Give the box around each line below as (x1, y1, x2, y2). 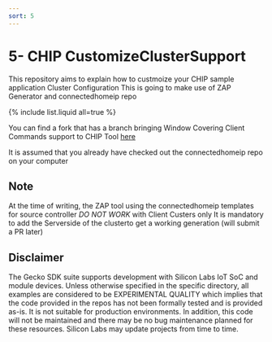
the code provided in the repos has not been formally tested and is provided (8, 298, 263, 308)
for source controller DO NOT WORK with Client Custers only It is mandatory (8, 209, 264, 220)
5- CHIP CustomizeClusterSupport (8, 46, 246, 65)
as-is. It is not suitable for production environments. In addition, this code (8, 307, 253, 317)
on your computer (8, 156, 69, 165)
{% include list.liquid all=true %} (8, 107, 116, 116)
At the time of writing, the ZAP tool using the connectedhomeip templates (8, 201, 254, 211)
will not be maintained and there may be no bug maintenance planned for (8, 315, 253, 326)
